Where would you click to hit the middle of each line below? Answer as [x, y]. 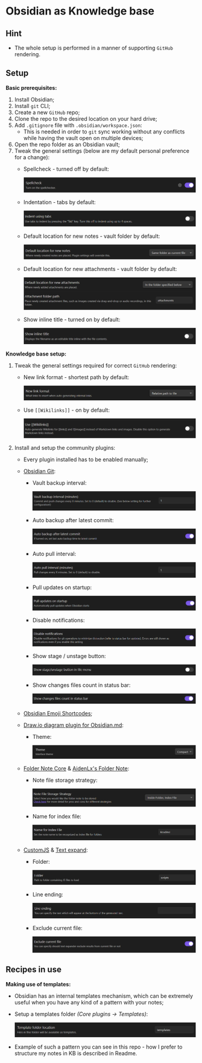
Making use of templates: [38, 984]
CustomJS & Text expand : [55, 850]
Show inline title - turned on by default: [72, 320]
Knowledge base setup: [36, 354]
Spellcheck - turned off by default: [66, 169]
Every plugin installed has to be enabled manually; [86, 459]
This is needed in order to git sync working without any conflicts [104, 132]
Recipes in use [33, 970]
